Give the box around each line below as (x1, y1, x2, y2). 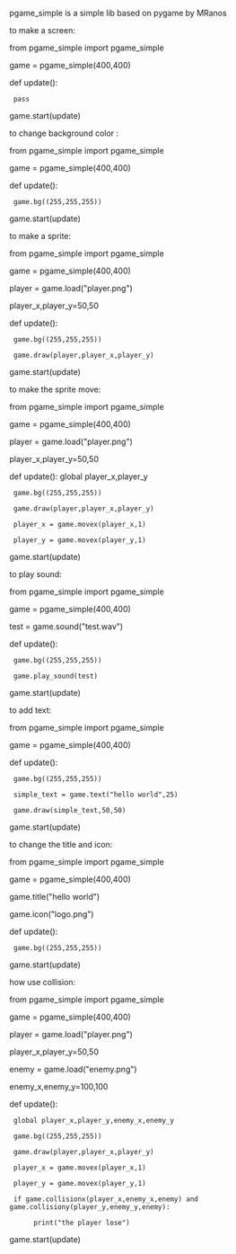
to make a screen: (9, 25, 76, 35)
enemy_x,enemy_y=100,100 (9, 1081, 109, 1091)
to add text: (9, 705, 52, 716)
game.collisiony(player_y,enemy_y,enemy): (9, 1203, 170, 1212)
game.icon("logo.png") (9, 909, 94, 920)
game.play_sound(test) (13, 671, 99, 680)
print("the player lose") (32, 1218, 130, 1227)
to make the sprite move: (9, 384, 101, 395)
